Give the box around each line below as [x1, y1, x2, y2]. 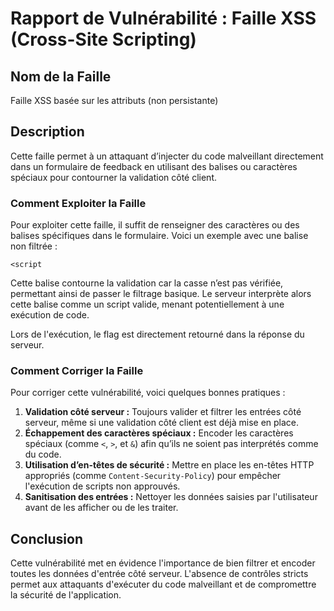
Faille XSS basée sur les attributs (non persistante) [10, 95, 219, 106]
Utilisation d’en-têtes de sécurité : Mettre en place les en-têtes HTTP [24, 459, 315, 471]
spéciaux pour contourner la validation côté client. [10, 171, 217, 183]
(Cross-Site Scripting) [10, 28, 197, 51]
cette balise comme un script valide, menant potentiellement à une [10, 298, 285, 311]
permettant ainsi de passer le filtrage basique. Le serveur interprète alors [10, 288, 312, 300]
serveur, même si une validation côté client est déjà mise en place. [24, 417, 300, 429]
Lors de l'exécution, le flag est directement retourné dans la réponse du [10, 328, 305, 341]
